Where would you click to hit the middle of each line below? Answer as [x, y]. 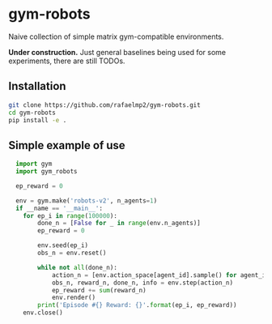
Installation [37, 86]
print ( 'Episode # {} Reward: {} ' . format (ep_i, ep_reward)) [137, 305]
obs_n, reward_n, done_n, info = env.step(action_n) [142, 283]
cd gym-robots [32, 113]
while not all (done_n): [77, 267]
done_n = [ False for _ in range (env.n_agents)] [119, 224]
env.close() [43, 313]
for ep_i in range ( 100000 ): [70, 215]
